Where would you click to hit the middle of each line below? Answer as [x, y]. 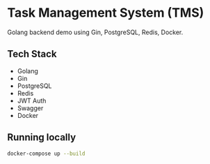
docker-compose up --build [46, 154]
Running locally [42, 137]
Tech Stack [32, 54]
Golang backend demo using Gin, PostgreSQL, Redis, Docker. [95, 32]
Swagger [30, 108]
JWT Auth [32, 100]
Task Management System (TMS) [106, 13]
